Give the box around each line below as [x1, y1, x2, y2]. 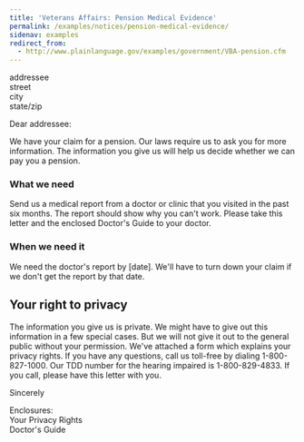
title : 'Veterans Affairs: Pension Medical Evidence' [9, 13, 218, 23]
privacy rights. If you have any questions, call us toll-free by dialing [9, 350, 260, 361]
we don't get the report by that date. [9, 270, 145, 281]
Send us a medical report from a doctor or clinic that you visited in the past [9, 199, 289, 210]
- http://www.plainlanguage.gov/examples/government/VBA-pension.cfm [17, 47, 286, 56]
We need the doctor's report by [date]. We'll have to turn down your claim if [9, 260, 292, 272]
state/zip [9, 101, 43, 112]
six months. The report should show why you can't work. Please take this [9, 208, 283, 219]
